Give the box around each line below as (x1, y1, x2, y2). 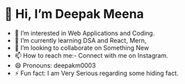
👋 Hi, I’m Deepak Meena (4, 6, 145, 22)
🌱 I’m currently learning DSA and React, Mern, (14, 36, 147, 44)
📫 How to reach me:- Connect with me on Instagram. (14, 51, 169, 59)
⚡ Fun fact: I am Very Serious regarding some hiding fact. (14, 69, 179, 77)
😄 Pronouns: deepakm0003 (14, 61, 96, 70)
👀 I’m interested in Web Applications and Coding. (14, 29, 155, 37)
